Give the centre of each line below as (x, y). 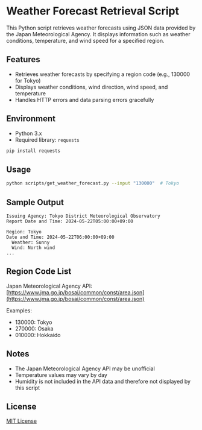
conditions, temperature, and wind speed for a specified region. (85, 40)
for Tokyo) (28, 80)
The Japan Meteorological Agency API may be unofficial (85, 368)
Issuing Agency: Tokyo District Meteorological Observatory (84, 216)
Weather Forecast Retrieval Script (93, 11)
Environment (31, 119)
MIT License (22, 421)
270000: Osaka (34, 328)
